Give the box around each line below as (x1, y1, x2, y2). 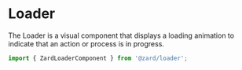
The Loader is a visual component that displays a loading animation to (8, 31, 234, 40)
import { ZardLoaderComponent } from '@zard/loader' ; (8, 54, 189, 62)
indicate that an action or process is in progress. (8, 39, 165, 48)
